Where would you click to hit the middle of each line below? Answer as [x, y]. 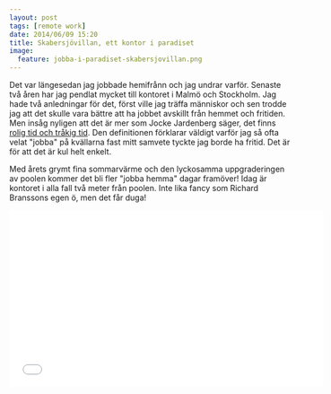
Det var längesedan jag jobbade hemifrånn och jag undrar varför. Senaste [145, 85]
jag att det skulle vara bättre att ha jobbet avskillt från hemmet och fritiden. [147, 114]
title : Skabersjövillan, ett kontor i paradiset [102, 43]
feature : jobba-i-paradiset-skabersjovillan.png [110, 59]
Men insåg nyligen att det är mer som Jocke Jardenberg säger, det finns [143, 123]
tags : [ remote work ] [48, 26]
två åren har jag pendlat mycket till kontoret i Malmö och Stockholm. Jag [143, 94]
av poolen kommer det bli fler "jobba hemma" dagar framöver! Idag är [138, 179]
